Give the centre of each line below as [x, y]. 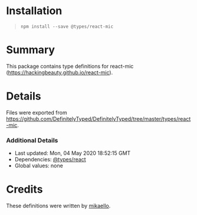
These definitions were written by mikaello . [58, 206]
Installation [34, 11]
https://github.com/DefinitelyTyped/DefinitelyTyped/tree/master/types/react [98, 118]
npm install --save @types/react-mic [67, 27]
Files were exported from [37, 113]
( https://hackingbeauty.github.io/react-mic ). [60, 72]
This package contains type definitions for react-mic [70, 66]
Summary [30, 50]
